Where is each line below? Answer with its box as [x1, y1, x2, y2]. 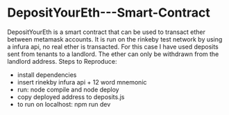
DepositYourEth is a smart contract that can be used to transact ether [7, 28, 206, 36]
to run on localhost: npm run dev [17, 100, 111, 108]
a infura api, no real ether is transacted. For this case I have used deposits [7, 42, 219, 51]
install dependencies [17, 71, 77, 79]
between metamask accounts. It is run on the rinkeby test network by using [7, 35, 223, 43]
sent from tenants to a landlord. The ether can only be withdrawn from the [7, 50, 219, 58]
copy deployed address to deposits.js [17, 92, 125, 101]
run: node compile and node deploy [17, 85, 119, 94]
